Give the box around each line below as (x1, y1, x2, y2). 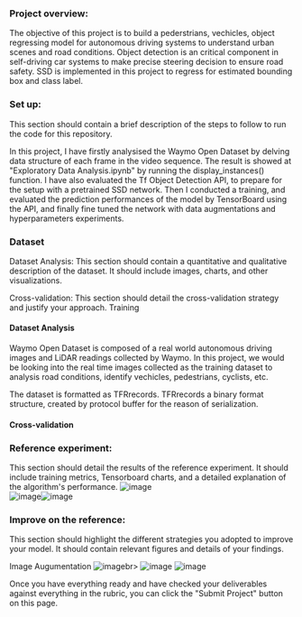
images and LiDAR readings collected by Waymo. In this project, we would (9, 353, 285, 364)
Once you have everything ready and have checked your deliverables (9, 578, 268, 589)
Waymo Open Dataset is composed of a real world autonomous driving (9, 343, 273, 354)
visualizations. (9, 274, 63, 286)
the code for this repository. (9, 128, 113, 139)
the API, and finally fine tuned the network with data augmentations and (9, 203, 277, 214)
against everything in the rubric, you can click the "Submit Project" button (9, 588, 284, 599)
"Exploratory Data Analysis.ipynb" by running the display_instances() (9, 165, 265, 176)
